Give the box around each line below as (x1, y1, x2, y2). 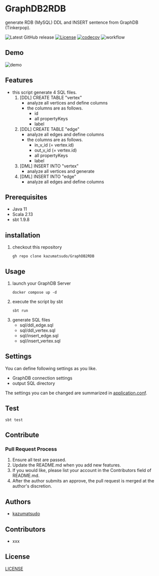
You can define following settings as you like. (5, 365, 97, 371)
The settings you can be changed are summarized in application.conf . (5, 390, 147, 396)
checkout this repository (12, 244, 62, 250)
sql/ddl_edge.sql (19, 322, 53, 328)
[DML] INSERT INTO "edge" (19, 173, 77, 179)
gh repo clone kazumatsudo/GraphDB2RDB (12, 254, 95, 259)
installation (5, 231, 40, 239)
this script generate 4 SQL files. (12, 89, 77, 95)
